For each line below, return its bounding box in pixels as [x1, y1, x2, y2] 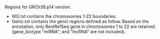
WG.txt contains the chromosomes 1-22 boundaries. [11, 13, 117, 19]
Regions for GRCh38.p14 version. [4, 4, 71, 10]
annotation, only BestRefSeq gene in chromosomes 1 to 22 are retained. [11, 24, 156, 29]
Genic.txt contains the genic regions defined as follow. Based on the [11, 19, 149, 24]
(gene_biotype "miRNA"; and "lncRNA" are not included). [11, 29, 126, 34]
